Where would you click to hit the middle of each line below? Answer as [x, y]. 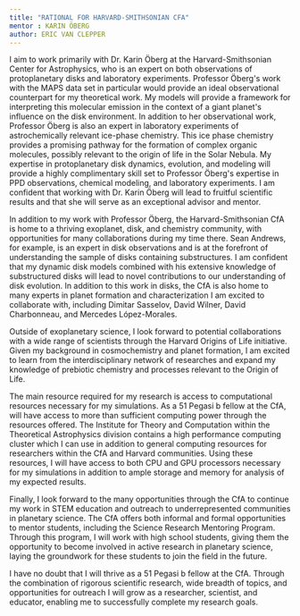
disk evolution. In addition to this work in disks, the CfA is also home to [139, 286]
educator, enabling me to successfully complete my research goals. [134, 602]
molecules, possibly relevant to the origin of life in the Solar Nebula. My [141, 155]
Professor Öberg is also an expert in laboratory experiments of [124, 126]
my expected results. [48, 482]
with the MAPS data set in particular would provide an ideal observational [144, 88]
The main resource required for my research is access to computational [141, 397]
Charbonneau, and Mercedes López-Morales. [93, 315]
